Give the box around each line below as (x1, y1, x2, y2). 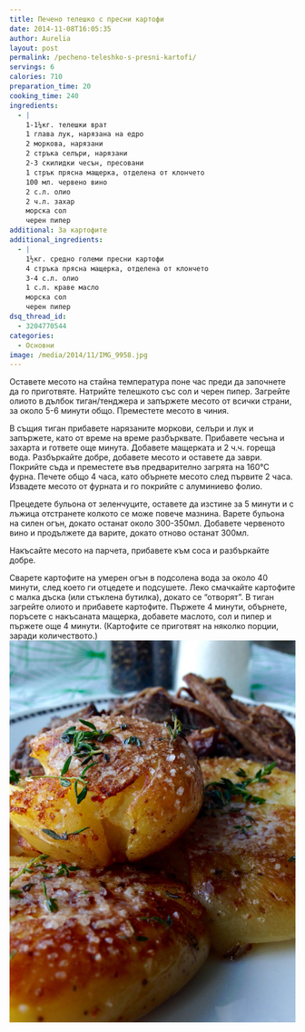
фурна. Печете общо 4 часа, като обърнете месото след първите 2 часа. (9, 471, 293, 482)
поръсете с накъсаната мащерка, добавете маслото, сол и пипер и (9, 611, 272, 622)
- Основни (17, 341, 54, 350)
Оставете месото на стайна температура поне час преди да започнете (9, 376, 286, 387)
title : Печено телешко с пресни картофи (9, 15, 165, 24)
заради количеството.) (9, 630, 98, 641)
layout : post (9, 44, 59, 53)
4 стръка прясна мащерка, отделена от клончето (25, 264, 209, 273)
